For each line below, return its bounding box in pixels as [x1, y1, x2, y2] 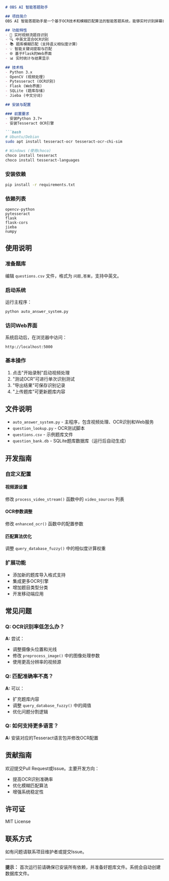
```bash [5, 130, 22, 135]
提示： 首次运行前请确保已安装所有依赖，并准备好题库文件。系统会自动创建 [5, 864, 161, 870]
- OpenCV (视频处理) [5, 74, 45, 79]
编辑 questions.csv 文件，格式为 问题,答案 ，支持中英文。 [5, 272, 122, 279]
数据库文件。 [5, 870, 32, 876]
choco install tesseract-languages [5, 157, 80, 162]
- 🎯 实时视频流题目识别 [5, 32, 48, 37]
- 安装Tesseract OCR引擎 [5, 121, 54, 126]
